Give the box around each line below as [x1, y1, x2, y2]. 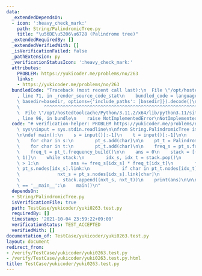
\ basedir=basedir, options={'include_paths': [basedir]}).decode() [17, 98, 192, 104]
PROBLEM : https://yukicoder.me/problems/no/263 [17, 71, 138, 77]
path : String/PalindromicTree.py [17, 25, 101, 32]
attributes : [11, 64, 42, 71]
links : [17, 76, 34, 82]
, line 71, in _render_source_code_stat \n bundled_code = [17, 93, 173, 99]
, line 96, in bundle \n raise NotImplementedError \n [17, 115, 161, 121]
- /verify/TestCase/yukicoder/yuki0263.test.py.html [6, 256, 141, 262]
